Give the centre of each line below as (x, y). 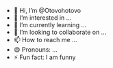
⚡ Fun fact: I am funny (45, 57)
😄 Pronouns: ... (36, 50)
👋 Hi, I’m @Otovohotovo (47, 11)
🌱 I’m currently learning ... (50, 25)
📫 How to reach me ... (45, 40)
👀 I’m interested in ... (42, 18)
